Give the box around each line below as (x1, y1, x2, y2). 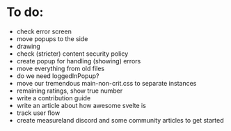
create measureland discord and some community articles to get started (16, 116, 224, 124)
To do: (6, 4, 44, 20)
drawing (16, 42, 41, 50)
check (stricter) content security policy (16, 49, 129, 58)
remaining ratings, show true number (16, 86, 123, 95)
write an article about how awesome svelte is (16, 101, 147, 109)
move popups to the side (16, 34, 88, 43)
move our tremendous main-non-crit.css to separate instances (16, 79, 197, 87)
